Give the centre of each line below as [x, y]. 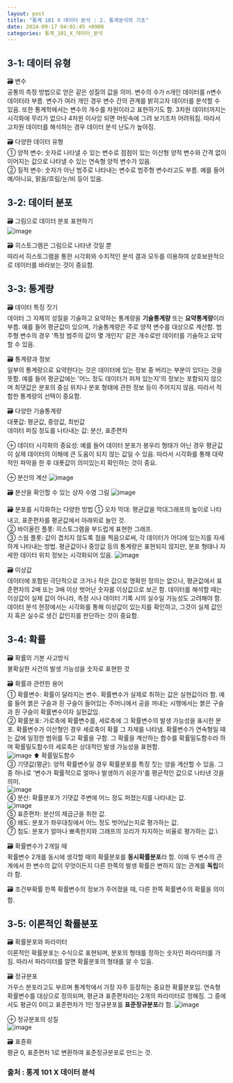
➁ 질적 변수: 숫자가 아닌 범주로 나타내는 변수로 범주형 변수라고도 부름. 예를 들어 [116, 170]
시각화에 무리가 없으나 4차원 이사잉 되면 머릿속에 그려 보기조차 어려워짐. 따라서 [114, 118]
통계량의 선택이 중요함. [51, 396]
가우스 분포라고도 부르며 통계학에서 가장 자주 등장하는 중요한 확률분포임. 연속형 [114, 988]
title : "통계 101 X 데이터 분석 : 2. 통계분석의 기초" [78, 20]
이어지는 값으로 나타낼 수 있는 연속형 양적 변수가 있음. [79, 162]
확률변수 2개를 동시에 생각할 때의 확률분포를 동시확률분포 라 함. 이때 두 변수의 [111, 857]
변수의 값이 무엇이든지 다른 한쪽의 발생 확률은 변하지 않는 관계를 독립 [126, 866]
